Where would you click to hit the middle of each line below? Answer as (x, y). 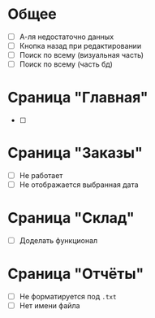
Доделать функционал (58, 241)
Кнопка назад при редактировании (80, 46)
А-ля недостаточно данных (67, 37)
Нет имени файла (50, 306)
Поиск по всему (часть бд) (66, 64)
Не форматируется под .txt (68, 297)
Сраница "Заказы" (75, 153)
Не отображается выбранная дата (79, 185)
